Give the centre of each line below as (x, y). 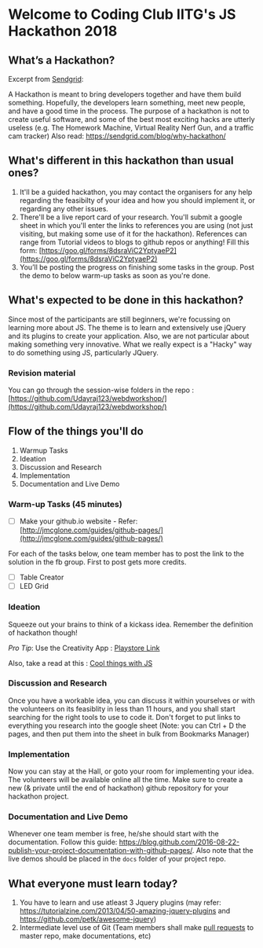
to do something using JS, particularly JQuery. (83, 352)
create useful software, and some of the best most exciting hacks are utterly (131, 119)
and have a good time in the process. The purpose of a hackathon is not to (129, 111)
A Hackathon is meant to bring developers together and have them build (125, 94)
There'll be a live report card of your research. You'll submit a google (131, 217)
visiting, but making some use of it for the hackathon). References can (133, 233)
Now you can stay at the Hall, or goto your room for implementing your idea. (131, 771)
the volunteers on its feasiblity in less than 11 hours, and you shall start (122, 708)
